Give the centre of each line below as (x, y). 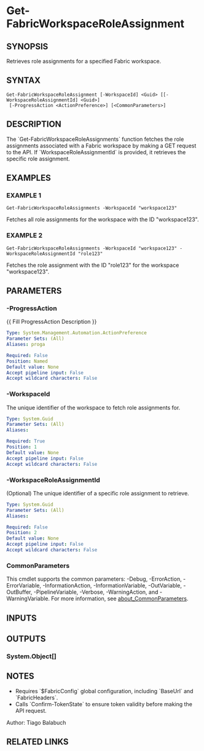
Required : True (26, 441)
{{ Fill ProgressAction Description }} (52, 322)
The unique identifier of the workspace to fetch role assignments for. (93, 407)
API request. (31, 710)
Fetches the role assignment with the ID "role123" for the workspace (93, 265)
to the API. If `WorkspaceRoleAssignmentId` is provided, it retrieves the (96, 152)
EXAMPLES (29, 178)
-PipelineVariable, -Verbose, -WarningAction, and (96, 592)
